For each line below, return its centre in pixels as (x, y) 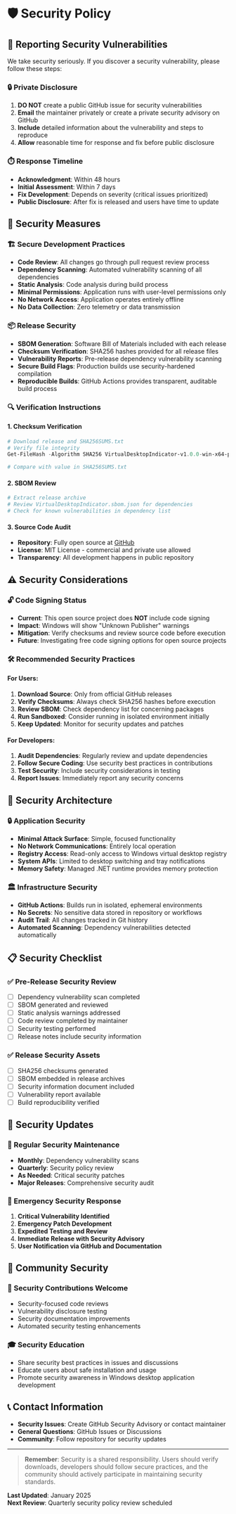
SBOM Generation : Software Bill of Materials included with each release (122, 344)
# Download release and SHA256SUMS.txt (66, 441)
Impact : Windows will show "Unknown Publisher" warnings (103, 625)
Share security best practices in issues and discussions (98, 1362)
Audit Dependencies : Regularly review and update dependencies (112, 756)
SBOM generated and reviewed (63, 1005)
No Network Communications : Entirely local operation (97, 846)
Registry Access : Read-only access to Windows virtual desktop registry (122, 853)
